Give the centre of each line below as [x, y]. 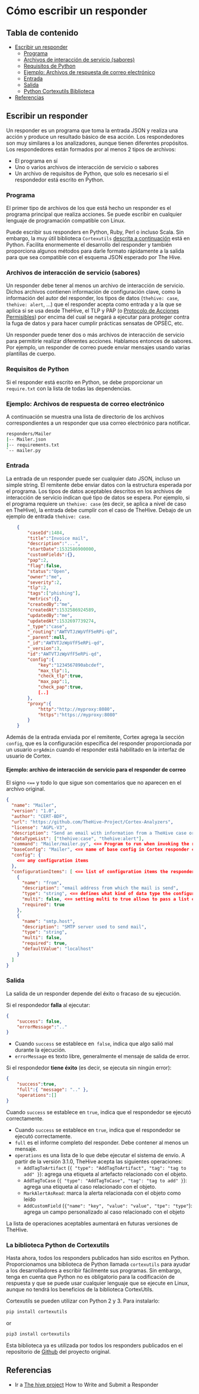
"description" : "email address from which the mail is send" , [100, 888]
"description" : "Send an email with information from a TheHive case [99, 833]
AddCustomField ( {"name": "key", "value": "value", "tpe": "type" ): [108, 1205]
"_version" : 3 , [45, 649]
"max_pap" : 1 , [54, 682]
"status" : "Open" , [49, 571]
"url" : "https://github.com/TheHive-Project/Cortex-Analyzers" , [92, 822]
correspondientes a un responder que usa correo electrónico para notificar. [98, 423]
